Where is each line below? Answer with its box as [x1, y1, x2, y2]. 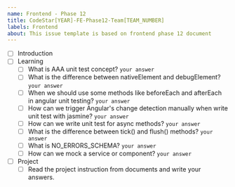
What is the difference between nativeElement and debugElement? [27, 73, 221, 82]
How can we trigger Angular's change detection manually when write [27, 103, 228, 112]
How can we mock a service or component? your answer [27, 149, 192, 157]
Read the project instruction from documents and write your [27, 165, 201, 173]
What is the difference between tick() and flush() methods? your [27, 127, 213, 136]
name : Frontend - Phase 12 [7, 10, 86, 18]
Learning [17, 57, 43, 65]
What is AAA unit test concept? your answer [27, 65, 154, 74]
